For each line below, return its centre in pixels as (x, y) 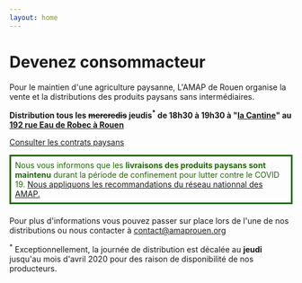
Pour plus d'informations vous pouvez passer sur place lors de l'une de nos (149, 221)
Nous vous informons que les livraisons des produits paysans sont (141, 165)
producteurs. (33, 268)
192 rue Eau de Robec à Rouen (67, 125)
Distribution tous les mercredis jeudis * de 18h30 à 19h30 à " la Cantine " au (151, 115)
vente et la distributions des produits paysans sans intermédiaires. (132, 96)
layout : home (34, 18)
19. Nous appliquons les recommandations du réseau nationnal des (139, 184)
